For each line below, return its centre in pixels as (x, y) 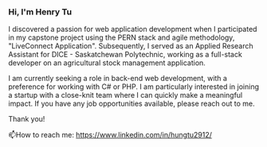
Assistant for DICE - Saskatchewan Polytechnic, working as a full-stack (126, 55)
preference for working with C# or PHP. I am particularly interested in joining (134, 87)
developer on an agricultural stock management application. (107, 63)
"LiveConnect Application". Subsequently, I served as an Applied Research (131, 46)
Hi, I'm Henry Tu (40, 12)
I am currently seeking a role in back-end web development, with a (118, 79)
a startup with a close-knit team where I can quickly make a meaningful (126, 95)
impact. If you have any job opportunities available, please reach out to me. (132, 104)
